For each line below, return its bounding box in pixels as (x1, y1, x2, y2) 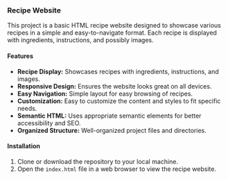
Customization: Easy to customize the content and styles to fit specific (17, 96, 221, 105)
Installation (7, 142, 40, 150)
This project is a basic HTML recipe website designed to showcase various (7, 21, 222, 30)
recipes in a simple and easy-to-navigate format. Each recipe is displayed (7, 28, 217, 37)
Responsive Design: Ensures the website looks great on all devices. (17, 82, 212, 90)
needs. (17, 104, 37, 112)
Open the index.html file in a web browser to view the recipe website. (17, 165, 217, 173)
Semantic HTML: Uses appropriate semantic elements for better (17, 111, 202, 120)
